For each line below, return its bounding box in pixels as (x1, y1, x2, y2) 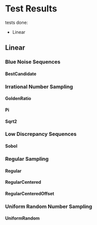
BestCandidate (5, 71, 37, 77)
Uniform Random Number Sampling (5, 203, 93, 210)
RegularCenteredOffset (5, 190, 54, 197)
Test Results (5, 3, 57, 14)
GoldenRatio (5, 96, 31, 102)
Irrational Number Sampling (5, 83, 73, 90)
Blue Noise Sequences (5, 58, 61, 65)
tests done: (5, 19, 28, 25)
